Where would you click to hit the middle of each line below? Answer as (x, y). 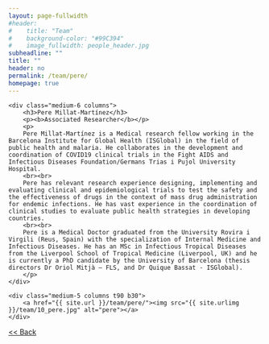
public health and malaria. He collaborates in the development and (126, 147)
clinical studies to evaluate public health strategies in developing (129, 211)
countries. (27, 218)
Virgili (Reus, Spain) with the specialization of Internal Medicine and (135, 239)
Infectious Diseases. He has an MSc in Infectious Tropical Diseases (128, 247)
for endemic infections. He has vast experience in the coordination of (133, 204)
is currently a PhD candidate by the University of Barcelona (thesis (129, 260)
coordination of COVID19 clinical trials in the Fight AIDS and (118, 155)
